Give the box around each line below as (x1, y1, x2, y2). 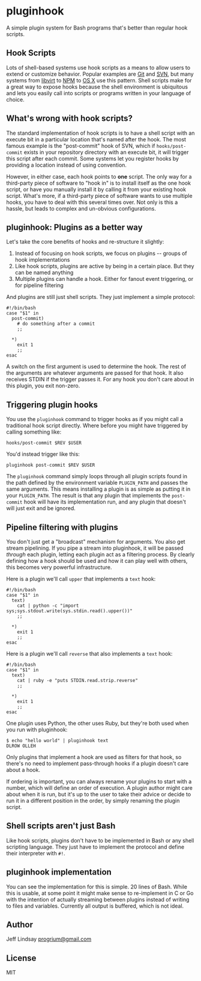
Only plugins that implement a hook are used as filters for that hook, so (6, 754, 182, 760)
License (6, 953, 37, 963)
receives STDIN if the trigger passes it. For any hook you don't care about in (6, 376, 194, 383)
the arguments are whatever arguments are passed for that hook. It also (6, 369, 184, 377)
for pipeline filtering (14, 281, 64, 289)
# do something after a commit (17, 321, 95, 327)
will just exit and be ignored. (6, 505, 76, 512)
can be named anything (14, 269, 74, 276)
